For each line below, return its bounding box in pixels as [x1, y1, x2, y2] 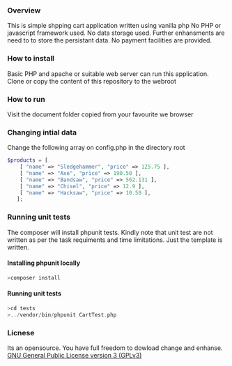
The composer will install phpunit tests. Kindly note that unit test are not [7, 228, 214, 236]
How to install [7, 54, 54, 63]
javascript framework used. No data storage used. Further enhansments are [7, 29, 225, 37]
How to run [7, 94, 45, 104]
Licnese [7, 328, 35, 337]
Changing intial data [7, 128, 77, 137]
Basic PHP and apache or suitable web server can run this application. [7, 69, 209, 78]
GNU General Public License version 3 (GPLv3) [7, 351, 142, 359]
